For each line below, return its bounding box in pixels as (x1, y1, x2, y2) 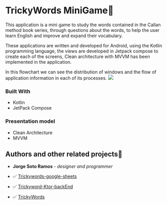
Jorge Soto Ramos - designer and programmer (12, 163, 113, 170)
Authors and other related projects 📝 (5, 150, 123, 158)
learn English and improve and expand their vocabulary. (5, 32, 123, 39)
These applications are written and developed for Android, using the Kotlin (5, 42, 162, 48)
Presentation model (5, 118, 55, 125)
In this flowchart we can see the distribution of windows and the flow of (5, 69, 157, 75)
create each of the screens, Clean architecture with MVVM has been (5, 53, 150, 60)
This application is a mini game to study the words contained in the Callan (5, 22, 161, 28)
